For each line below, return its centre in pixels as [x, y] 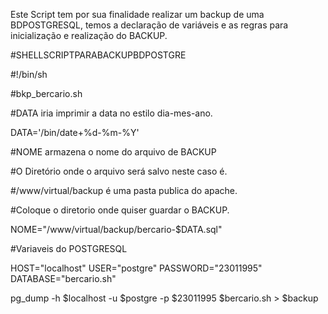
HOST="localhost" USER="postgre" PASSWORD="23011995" [136, 268]
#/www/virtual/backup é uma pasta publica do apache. [124, 190]
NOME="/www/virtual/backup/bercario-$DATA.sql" [116, 229]
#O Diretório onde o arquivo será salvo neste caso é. [119, 171]
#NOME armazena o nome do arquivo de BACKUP [113, 152]
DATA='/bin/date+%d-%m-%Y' [75, 132]
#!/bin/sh [29, 74]
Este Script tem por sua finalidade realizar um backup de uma [137, 14]
